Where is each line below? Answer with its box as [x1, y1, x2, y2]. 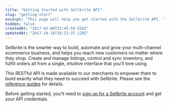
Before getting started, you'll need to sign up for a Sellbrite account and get [5, 91, 162, 96]
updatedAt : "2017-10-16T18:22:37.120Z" [5, 31, 89, 36]
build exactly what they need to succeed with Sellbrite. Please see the [5, 76, 150, 81]
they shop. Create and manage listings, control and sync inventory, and [5, 55, 153, 61]
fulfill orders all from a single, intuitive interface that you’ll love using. [5, 61, 148, 66]
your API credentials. [5, 96, 49, 102]
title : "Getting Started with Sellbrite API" [5, 7, 102, 13]
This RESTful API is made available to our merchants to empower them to [5, 70, 157, 76]
